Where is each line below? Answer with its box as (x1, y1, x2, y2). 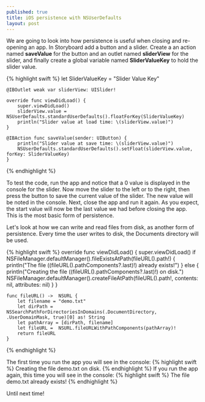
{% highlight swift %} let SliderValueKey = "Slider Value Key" (6, 75, 160, 83)
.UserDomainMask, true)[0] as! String (6, 314, 105, 320)
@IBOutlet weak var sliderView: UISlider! (6, 87, 116, 93)
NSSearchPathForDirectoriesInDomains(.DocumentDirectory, (6, 309, 157, 316)
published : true (6, 9, 48, 15)
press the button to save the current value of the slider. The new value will (6, 192, 193, 200)
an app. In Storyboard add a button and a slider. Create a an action (28, 44, 196, 51)
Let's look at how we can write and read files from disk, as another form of (6, 224, 195, 231)
